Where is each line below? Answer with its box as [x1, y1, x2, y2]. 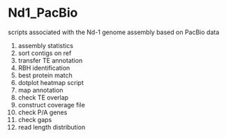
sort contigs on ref [17, 49, 72, 57]
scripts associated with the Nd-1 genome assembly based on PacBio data [8, 28, 220, 36]
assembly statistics [17, 41, 74, 49]
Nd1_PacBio [8, 5, 78, 21]
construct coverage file [17, 100, 86, 109]
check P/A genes [17, 108, 68, 116]
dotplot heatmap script [17, 78, 84, 86]
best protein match [17, 71, 73, 79]
